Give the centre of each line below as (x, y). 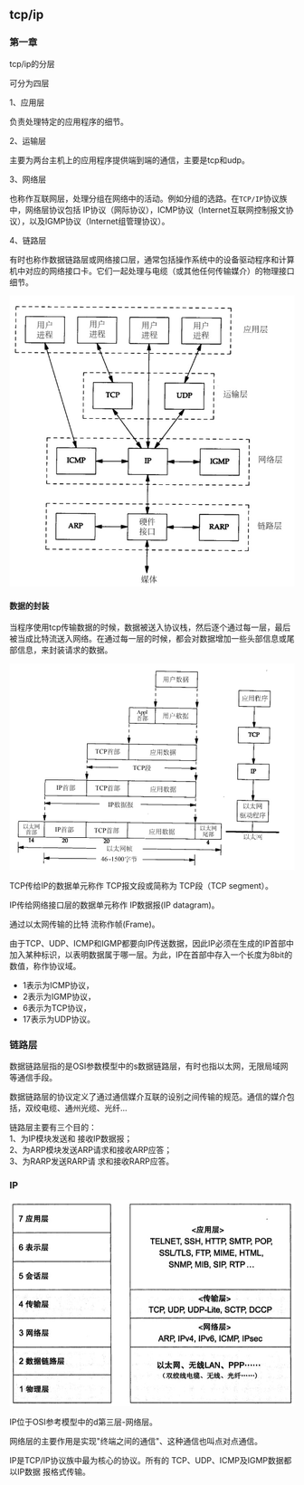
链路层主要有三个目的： (53, 1127)
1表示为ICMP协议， (58, 985)
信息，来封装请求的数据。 (65, 650)
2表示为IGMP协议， (59, 996)
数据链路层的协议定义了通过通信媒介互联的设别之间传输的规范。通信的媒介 (148, 1096)
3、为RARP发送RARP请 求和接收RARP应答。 (92, 1161)
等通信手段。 (33, 1077)
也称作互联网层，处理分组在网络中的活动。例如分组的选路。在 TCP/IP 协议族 (148, 198)
